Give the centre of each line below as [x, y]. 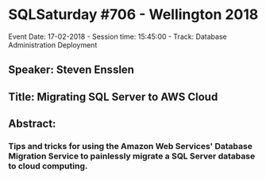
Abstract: [32, 124]
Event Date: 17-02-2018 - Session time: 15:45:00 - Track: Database [118, 36]
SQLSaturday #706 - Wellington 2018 [133, 15]
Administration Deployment [53, 44]
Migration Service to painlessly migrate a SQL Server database [132, 156]
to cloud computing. [48, 166]
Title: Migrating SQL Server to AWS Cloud [113, 97]
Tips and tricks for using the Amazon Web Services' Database [130, 147]
